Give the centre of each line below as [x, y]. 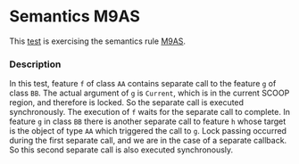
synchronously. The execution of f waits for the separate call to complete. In [149, 112]
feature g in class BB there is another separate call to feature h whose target [148, 121]
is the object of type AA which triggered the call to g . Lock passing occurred [148, 131]
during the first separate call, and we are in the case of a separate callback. [148, 141]
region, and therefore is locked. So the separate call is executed [126, 102]
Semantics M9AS [75, 16]
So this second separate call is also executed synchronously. [121, 150]
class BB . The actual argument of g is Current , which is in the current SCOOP [149, 93]
